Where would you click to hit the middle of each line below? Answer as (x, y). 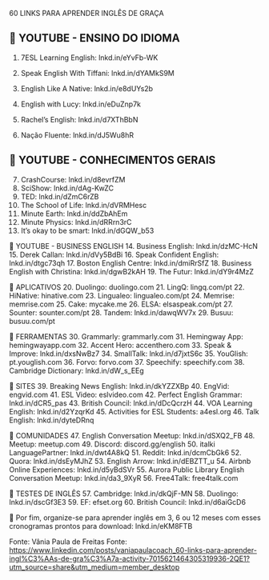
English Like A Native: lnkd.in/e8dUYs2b (87, 88)
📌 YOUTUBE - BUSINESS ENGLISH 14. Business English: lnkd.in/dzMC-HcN (134, 246)
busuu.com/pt (32, 321)
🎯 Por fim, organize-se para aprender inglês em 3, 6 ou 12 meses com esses (135, 518)
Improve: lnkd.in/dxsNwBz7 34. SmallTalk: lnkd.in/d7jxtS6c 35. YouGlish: (129, 354)
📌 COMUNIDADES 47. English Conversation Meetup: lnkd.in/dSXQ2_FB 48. (132, 435)
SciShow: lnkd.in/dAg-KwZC (67, 188)
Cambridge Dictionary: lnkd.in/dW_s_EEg (77, 370)
